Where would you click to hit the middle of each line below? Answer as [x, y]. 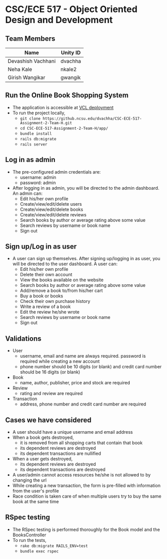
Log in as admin [30, 160]
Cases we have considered [48, 420]
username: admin [38, 177]
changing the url [29, 480]
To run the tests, [29, 540]
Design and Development [59, 20]
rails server [34, 144]
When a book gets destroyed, [43, 437]
